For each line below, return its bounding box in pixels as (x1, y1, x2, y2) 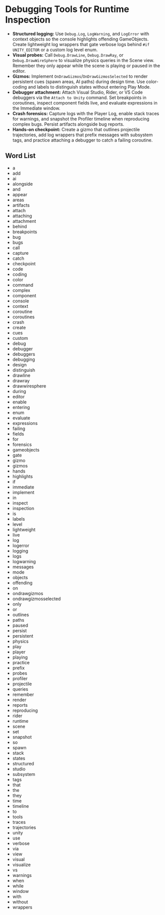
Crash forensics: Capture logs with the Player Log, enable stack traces (12, 110, 159, 116)
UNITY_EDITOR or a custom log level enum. (12, 47, 98, 53)
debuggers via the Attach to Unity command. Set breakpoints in (12, 94, 146, 101)
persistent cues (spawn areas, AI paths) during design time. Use (12, 79, 145, 85)
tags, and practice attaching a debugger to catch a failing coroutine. (12, 137, 153, 143)
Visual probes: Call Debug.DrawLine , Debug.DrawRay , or (12, 52, 123, 58)
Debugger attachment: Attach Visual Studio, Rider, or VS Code (12, 89, 143, 95)
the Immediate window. (12, 105, 60, 111)
